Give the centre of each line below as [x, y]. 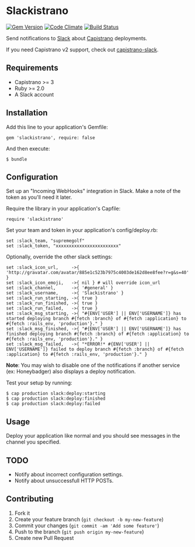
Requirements [32, 68]
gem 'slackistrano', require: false [51, 138]
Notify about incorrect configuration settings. [69, 474]
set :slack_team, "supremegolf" [45, 241]
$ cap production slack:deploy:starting [56, 394]
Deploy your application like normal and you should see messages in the [93, 436]
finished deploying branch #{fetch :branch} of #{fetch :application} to [98, 334]
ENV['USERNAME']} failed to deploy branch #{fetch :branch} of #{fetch [95, 349]
